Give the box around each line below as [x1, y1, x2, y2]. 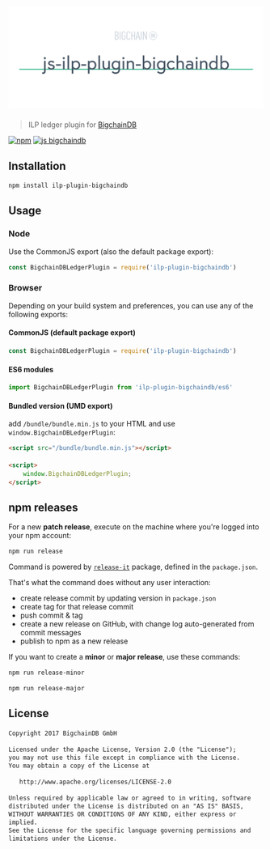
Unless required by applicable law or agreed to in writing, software [8, 794, 251, 802]
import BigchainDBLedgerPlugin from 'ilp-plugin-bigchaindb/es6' [8, 384, 233, 392]
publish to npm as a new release [19, 636, 129, 646]
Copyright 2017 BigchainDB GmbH [8, 729, 117, 737]
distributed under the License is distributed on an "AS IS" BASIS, [8, 802, 244, 810]
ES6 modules [8, 364, 54, 374]
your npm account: [8, 531, 71, 541]
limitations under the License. [8, 834, 117, 843]
